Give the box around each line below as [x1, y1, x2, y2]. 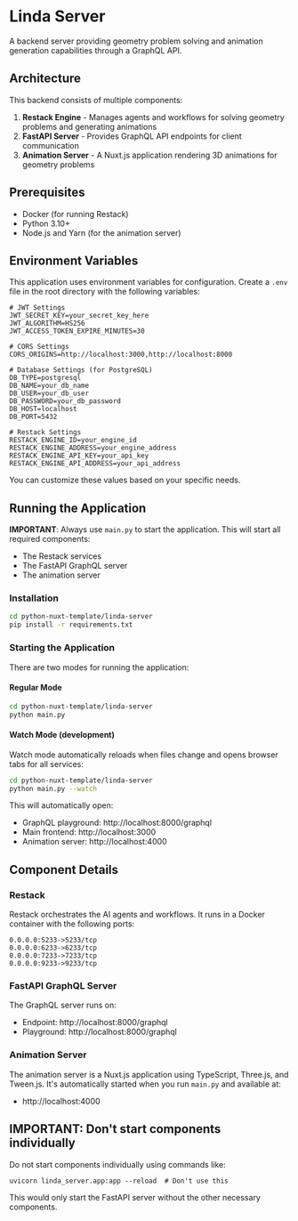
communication [21, 140, 80, 150]
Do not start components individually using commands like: [9, 1159, 227, 1169]
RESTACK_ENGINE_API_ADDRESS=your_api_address [9, 459, 181, 468]
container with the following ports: [9, 918, 135, 929]
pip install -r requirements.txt [9, 620, 133, 629]
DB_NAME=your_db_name [9, 381, 90, 391]
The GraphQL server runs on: [9, 999, 117, 1011]
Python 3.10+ [21, 218, 71, 229]
